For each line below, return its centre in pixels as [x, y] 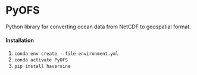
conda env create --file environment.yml [66, 54]
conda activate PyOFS [41, 60]
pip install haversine [42, 66]
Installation [20, 40]
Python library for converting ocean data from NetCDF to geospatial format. [98, 27]
